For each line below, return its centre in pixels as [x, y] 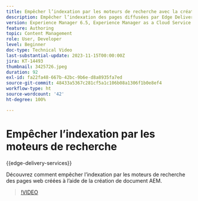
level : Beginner [26, 45]
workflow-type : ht [29, 89]
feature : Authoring [30, 28]
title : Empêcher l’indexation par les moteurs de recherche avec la [92, 12]
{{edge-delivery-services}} [39, 163]
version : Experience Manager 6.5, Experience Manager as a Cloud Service [99, 22]
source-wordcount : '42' [35, 94]
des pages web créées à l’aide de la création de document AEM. [84, 180]
